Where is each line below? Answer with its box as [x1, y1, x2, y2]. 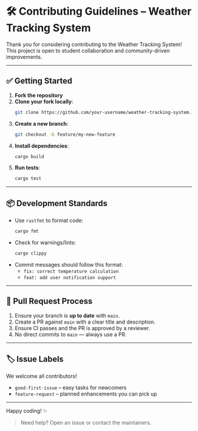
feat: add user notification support [23, 275, 117, 280]
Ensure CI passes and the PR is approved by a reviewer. [14, 324, 150, 331]
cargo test [14, 175, 42, 182]
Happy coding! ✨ [6, 407, 48, 414]
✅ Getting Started [6, 76, 72, 86]
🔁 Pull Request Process [6, 296, 93, 306]
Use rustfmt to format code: [14, 217, 84, 224]
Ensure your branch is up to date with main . [14, 312, 120, 319]
